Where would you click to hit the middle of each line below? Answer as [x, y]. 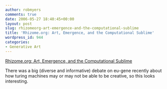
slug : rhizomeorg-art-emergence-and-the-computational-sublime [72, 28]
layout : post [19, 24]
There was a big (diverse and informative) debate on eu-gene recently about [83, 71]
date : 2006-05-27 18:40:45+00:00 [40, 19]
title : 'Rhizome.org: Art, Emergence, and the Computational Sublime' [80, 33]
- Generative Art [23, 47]
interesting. [17, 81]
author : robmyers [23, 10]
